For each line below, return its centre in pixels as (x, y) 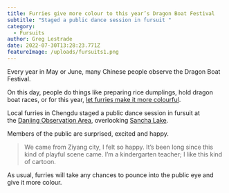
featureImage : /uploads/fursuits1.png (63, 52)
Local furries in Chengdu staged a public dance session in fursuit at (104, 113)
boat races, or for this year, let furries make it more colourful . (94, 99)
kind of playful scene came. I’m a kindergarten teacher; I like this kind (123, 154)
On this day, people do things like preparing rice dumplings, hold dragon (110, 92)
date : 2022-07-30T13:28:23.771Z (54, 45)
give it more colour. (35, 182)
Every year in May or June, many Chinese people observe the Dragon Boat (114, 71)
